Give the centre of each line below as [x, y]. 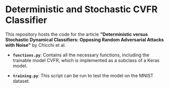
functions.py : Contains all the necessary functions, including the [81, 55]
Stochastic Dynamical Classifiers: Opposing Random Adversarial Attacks [85, 40]
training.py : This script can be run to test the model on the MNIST [83, 75]
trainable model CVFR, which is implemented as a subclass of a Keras [86, 60]
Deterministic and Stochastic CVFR [81, 9]
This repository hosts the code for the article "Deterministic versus [77, 34]
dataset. [21, 81]
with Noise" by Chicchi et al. [36, 45]
